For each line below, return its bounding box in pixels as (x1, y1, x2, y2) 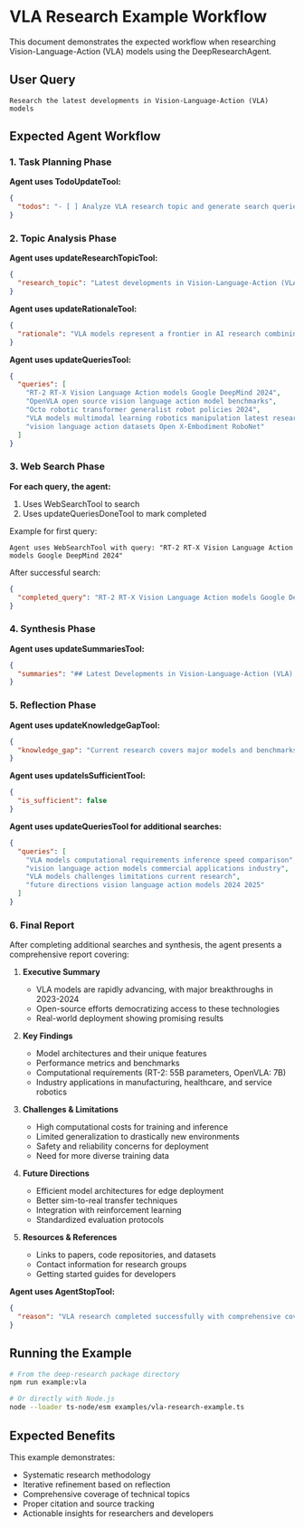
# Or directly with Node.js (9, 1394, 116, 1404)
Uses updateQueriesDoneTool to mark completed (22, 508, 207, 519)
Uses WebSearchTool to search (22, 498, 140, 509)
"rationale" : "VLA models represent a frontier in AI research (17, 329, 261, 339)
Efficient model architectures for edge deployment (35, 1186, 224, 1197)
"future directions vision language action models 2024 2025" (25, 881, 265, 890)
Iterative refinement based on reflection (22, 1478, 171, 1490)
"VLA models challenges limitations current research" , (25, 872, 242, 882)
